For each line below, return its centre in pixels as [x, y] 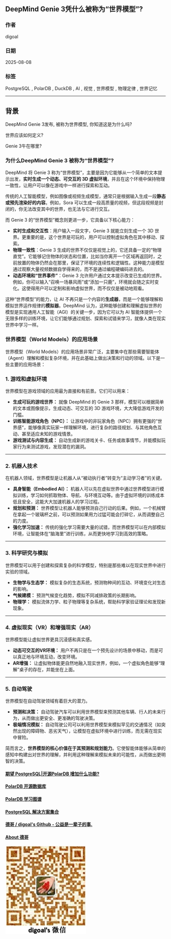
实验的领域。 [19, 572]
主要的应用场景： [27, 364]
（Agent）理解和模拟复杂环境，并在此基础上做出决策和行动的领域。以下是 [83, 358]
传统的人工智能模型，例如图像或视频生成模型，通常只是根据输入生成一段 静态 [85, 196]
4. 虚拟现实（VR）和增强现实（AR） [50, 627]
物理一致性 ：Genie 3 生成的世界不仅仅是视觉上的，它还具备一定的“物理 [87, 250]
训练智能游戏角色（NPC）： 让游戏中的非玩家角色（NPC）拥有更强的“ [85, 421]
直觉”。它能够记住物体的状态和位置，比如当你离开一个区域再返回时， [85, 256]
